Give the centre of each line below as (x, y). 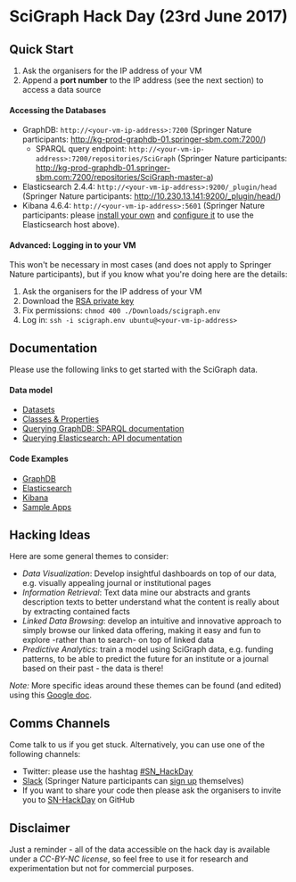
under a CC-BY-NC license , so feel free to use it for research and (129, 859)
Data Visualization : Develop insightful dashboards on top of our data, (149, 573)
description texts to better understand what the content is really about (151, 602)
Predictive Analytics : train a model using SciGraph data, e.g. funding (148, 649)
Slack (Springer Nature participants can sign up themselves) (133, 781)
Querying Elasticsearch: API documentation (102, 438)
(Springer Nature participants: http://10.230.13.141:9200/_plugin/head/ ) (152, 196)
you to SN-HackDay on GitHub (78, 800)
